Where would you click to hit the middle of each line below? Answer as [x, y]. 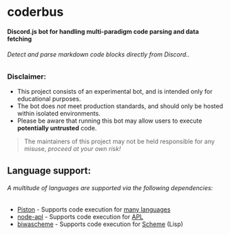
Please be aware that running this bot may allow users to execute [109, 121]
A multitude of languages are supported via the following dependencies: [110, 188]
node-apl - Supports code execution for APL [80, 216]
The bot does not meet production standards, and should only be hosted [120, 106]
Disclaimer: [27, 76]
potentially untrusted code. [57, 128]
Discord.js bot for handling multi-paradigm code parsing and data [103, 31]
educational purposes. [49, 99]
